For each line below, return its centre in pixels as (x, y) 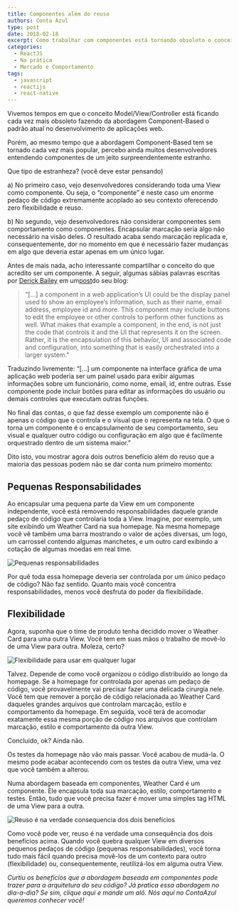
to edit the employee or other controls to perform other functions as (124, 317)
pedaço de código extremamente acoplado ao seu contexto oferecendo (113, 201)
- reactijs (30, 87)
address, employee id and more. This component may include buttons (127, 309)
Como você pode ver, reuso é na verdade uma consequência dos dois (110, 833)
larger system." (47, 355)
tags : (15, 73)
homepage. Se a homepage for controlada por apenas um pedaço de (109, 681)
